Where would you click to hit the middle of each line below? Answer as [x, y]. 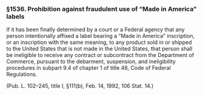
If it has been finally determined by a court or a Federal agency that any [95, 29]
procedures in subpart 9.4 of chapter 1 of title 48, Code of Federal [88, 68]
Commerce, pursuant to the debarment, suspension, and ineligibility [91, 61]
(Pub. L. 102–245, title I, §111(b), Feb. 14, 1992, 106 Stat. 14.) [80, 86]
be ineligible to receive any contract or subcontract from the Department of [100, 55]
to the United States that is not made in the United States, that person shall [99, 49]
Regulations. [22, 75]
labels [15, 16]
